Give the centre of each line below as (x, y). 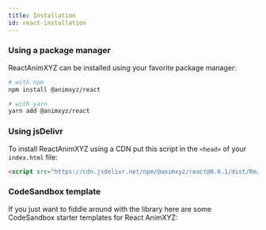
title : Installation (42, 15)
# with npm (26, 82)
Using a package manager (59, 51)
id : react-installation (47, 23)
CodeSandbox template (55, 192)
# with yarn (28, 104)
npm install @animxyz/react (55, 89)
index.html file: (33, 157)
